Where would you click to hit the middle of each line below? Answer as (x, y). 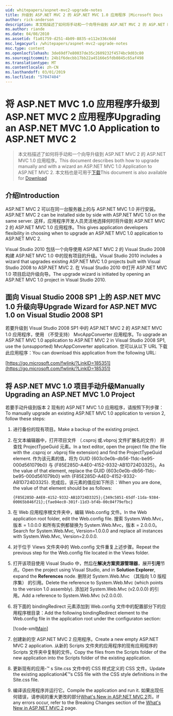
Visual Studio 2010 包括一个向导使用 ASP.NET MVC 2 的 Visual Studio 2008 (85, 249)
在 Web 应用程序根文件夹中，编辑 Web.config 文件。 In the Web (80, 512)
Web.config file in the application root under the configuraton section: (87, 619)
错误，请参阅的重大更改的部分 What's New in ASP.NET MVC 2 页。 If (88, 697)
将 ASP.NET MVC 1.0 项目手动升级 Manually (75, 386)
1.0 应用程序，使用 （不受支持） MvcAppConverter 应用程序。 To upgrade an (86, 334)
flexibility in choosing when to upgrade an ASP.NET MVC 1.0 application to (84, 233)
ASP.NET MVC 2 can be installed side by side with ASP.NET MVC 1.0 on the (85, 214)
